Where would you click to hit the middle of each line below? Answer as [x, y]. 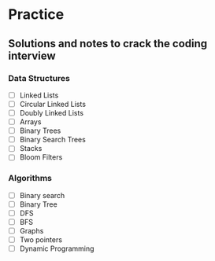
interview [32, 55]
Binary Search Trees [53, 140]
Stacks [31, 149]
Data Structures [39, 78]
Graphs [32, 230]
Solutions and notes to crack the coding [108, 44]
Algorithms [30, 178]
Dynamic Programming [57, 248]
